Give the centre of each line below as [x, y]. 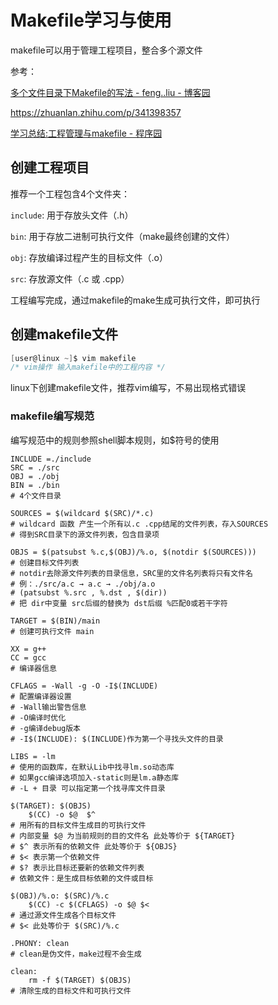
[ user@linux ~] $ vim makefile [73, 358]
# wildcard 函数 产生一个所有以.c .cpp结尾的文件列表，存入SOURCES [139, 524]
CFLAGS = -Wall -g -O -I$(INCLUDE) [84, 686]
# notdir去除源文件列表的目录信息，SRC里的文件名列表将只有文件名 [131, 573]
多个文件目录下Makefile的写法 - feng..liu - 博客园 [110, 92]
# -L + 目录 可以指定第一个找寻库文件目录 [88, 788]
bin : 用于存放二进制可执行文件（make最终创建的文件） [123, 236]
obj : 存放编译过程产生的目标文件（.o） [89, 257]
